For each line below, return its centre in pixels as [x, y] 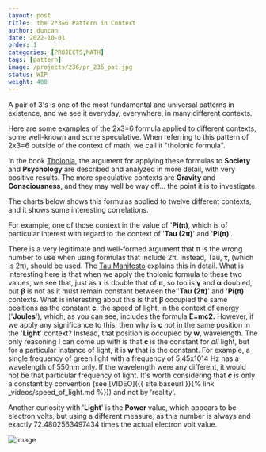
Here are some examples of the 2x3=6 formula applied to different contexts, [132, 128]
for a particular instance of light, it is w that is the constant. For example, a [129, 350]
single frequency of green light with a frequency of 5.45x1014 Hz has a [123, 358]
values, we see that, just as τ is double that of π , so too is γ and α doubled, [130, 282]
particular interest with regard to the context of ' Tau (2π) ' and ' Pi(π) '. [121, 233]
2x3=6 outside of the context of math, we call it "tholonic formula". [117, 145]
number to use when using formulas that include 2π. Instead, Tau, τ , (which [131, 257]
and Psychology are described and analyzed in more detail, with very [122, 169]
